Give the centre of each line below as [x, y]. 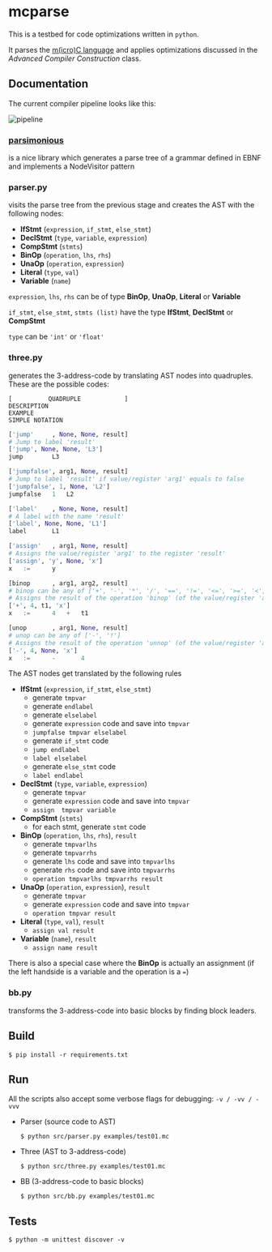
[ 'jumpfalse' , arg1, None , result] [68, 472]
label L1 [34, 532]
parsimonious [36, 140]
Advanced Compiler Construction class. [75, 58]
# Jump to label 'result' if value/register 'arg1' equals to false [126, 479]
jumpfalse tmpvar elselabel [79, 733]
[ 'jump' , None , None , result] [68, 434]
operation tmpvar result [74, 914]
